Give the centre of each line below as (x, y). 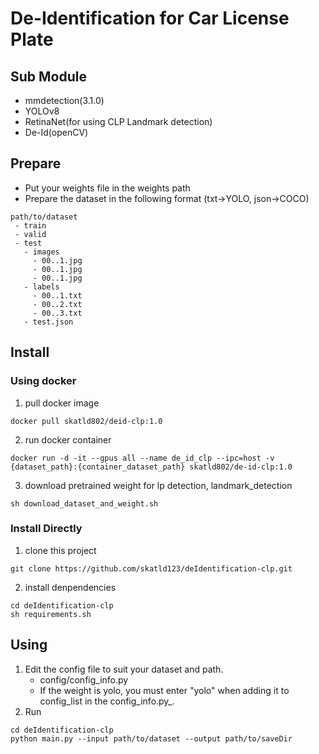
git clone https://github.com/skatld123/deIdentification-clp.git (151, 568)
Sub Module (48, 76)
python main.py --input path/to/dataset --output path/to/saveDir (151, 738)
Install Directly (46, 529)
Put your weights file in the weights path (107, 188)
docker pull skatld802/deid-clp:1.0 (86, 421)
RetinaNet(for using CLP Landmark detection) (118, 121)
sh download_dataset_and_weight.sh (84, 503)
